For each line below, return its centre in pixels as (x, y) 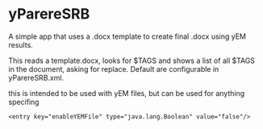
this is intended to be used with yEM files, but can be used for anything (126, 93)
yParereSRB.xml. (36, 77)
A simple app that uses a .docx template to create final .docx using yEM (127, 36)
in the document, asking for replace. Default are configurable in (114, 69)
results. (21, 44)
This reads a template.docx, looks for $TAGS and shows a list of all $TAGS (132, 60)
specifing (24, 102)
